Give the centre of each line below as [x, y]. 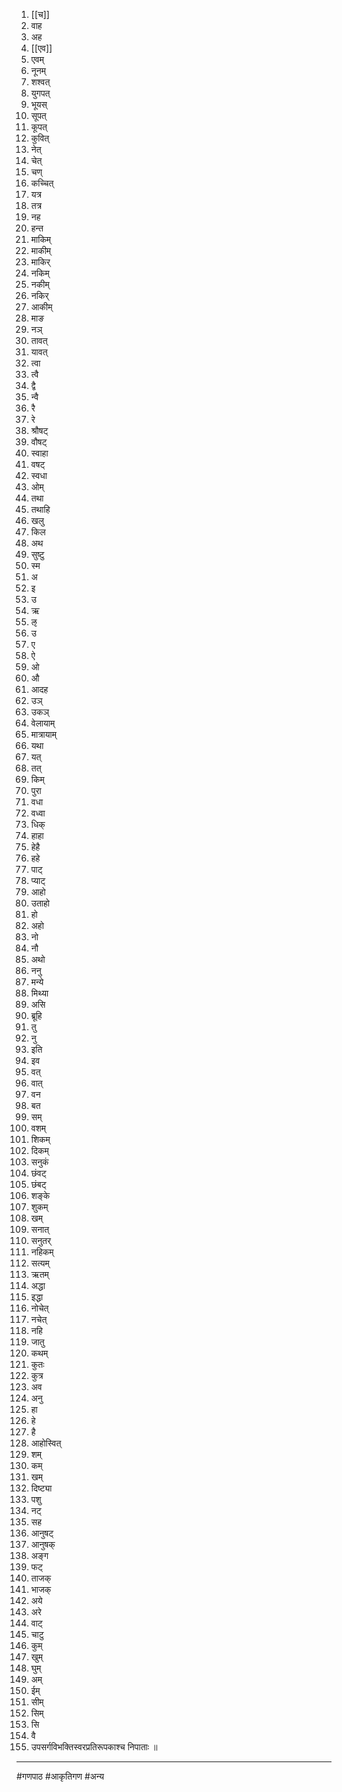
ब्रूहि [36, 1015]
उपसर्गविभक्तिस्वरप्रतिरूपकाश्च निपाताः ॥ [94, 1747]
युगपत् [40, 93]
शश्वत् [40, 82]
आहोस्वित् [46, 1443]
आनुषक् [43, 1544]
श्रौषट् [39, 430]
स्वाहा [39, 453]
